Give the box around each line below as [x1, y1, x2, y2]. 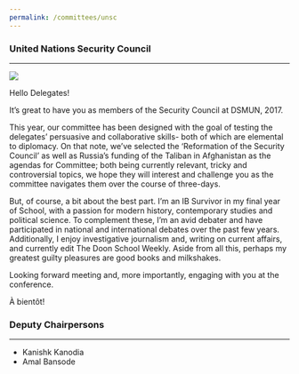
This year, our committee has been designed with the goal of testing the [9, 122, 273, 132]
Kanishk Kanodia [21, 347, 85, 358]
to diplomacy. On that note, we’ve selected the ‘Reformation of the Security [9, 140, 285, 151]
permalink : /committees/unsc [9, 12, 117, 22]
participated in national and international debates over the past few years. [9, 224, 280, 235]
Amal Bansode [21, 356, 76, 367]
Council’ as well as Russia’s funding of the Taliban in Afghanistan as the [9, 150, 271, 161]
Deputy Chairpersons [9, 318, 105, 330]
